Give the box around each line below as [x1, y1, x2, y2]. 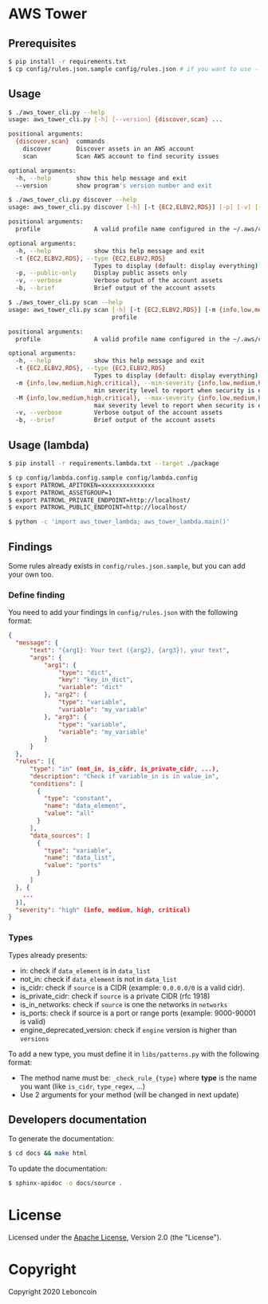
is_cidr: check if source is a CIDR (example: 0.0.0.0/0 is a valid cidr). [19, 983, 246, 992]
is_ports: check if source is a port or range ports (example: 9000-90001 [19, 1008, 257, 1018]
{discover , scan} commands [15, 137, 105, 146]
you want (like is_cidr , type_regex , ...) [19, 1081, 146, 1091]
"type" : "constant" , [43, 794, 112, 802]
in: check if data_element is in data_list [19, 966, 151, 975]
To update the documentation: [8, 1164, 108, 1173]
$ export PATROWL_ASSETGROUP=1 [8, 488, 112, 497]
